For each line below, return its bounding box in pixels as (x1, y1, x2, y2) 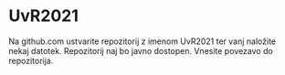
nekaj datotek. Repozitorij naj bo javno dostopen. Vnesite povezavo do (8, 45, 273, 56)
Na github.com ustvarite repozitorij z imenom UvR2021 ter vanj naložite (8, 36, 277, 47)
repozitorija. (8, 55, 54, 66)
